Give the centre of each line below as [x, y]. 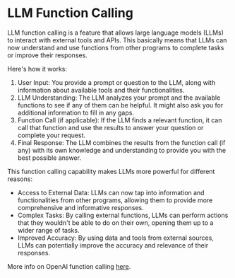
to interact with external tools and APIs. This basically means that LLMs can [117, 40]
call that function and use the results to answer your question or [110, 127]
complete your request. [52, 135]
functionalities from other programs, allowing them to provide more [115, 200]
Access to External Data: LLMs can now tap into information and [111, 192]
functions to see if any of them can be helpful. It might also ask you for [120, 105]
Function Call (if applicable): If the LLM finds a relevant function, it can [120, 120]
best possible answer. [49, 158]
